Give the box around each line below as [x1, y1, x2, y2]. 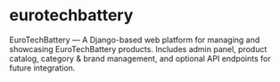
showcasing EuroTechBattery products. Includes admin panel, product [9, 43, 268, 54]
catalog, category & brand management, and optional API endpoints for [9, 53, 271, 63]
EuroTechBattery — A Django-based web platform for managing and [9, 34, 260, 45]
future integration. [9, 63, 76, 73]
